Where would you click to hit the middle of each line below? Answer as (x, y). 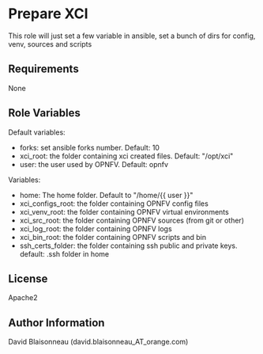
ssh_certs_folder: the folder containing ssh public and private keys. (129, 246)
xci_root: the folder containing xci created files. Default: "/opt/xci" (126, 156)
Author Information (56, 323)
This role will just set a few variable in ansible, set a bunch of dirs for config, (132, 36)
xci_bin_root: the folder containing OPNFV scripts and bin (113, 237)
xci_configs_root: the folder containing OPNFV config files (114, 204)
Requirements (43, 69)
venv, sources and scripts (50, 44)
